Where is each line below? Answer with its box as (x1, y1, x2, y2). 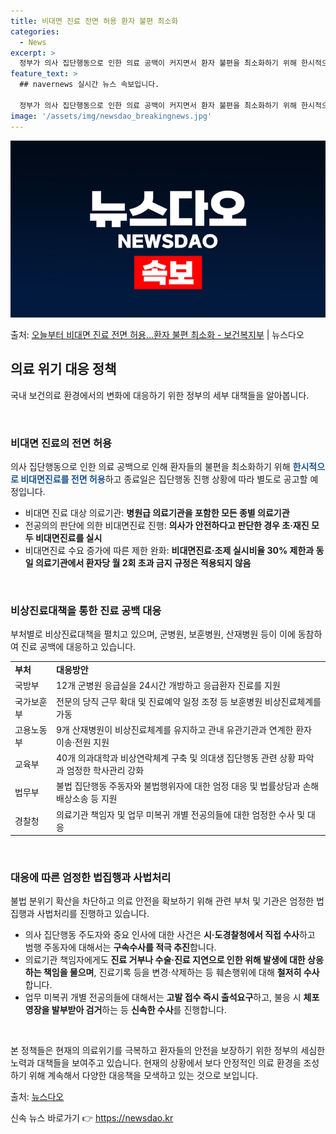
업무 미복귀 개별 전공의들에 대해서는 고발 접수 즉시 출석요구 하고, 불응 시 (24, 991, 302, 1004)
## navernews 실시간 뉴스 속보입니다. (19, 80, 160, 90)
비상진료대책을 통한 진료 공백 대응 (10, 604, 162, 618)
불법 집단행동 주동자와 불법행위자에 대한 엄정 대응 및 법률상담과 (56, 780, 301, 792)
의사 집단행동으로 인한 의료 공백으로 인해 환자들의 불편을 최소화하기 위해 (10, 461, 291, 473)
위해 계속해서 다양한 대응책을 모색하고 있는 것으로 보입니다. (28, 1070, 259, 1082)
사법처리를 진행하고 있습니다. (36, 908, 150, 920)
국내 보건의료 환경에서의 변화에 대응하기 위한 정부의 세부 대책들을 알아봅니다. (10, 389, 310, 401)
